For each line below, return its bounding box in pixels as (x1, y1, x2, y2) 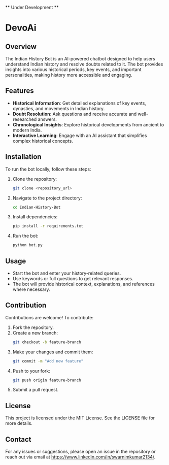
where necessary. (12, 286, 50, 292)
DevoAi (5, 22, 37, 34)
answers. (38, 116, 57, 122)
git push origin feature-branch (12, 378, 81, 383)
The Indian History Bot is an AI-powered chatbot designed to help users (5, 56, 156, 61)
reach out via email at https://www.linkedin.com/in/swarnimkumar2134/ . (5, 454, 156, 460)
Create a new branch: (12, 329, 58, 336)
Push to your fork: (12, 368, 51, 374)
